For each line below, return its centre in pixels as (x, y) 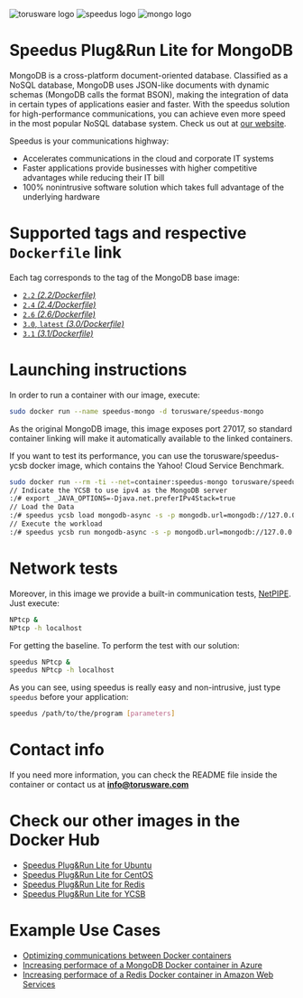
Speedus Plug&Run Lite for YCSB (84, 894)
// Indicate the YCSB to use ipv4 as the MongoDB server (119, 490)
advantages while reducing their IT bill (93, 177)
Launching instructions (98, 370)
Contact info (57, 750)
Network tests (64, 568)
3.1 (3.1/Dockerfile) (58, 333)
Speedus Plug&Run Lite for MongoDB (151, 51)
